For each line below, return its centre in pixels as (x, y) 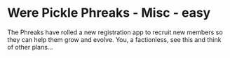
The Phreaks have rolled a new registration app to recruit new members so (115, 32)
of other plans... (30, 47)
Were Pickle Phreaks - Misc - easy (109, 13)
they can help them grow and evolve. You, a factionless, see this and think (114, 39)
